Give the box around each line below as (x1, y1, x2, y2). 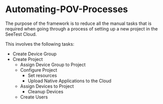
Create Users (20, 94, 48, 100)
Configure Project (20, 67, 57, 73)
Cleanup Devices (27, 88, 64, 94)
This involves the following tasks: (5, 41, 74, 47)
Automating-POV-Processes (5, 4, 128, 15)
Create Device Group (12, 51, 57, 57)
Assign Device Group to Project (20, 61, 86, 67)
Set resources (27, 72, 57, 78)
